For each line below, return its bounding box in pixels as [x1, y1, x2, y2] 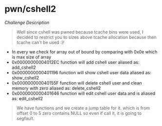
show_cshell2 [11, 75, 40, 81]
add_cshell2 [11, 64, 36, 70]
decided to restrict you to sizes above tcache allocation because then [16, 34, 157, 40]
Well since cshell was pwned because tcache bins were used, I [16, 29, 143, 35]
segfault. [16, 115, 35, 121]
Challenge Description [4, 20, 50, 25]
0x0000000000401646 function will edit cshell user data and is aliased [11, 90, 156, 96]
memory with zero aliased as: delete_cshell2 [11, 85, 101, 91]
